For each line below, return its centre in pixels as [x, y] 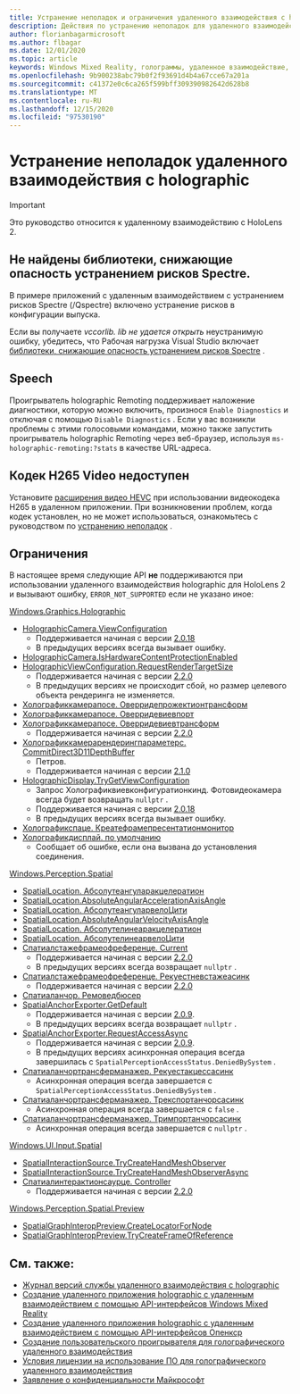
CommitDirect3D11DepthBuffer [79, 752]
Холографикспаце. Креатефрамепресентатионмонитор [128, 828]
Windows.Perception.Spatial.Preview [77, 1209]
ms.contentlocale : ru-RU [55, 100]
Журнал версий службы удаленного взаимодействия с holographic [150, 1285]
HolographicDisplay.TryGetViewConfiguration [106, 780]
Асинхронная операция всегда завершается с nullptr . [141, 1128]
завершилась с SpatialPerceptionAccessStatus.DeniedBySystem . [156, 1062]
